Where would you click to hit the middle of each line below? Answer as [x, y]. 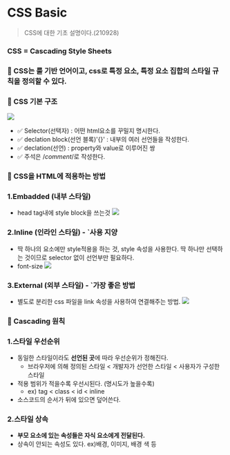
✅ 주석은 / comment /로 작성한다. [61, 157]
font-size [30, 266]
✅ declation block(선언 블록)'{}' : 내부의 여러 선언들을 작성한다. [103, 139]
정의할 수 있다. [44, 81]
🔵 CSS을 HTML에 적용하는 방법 [56, 176]
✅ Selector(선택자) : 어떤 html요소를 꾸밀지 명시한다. [89, 131]
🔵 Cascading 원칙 [36, 321]
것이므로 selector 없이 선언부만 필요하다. [79, 258]
